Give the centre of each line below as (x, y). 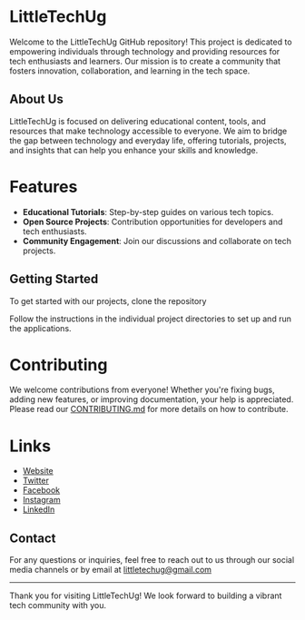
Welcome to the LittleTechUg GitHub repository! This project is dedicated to (151, 42)
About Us (36, 99)
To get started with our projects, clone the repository (108, 300)
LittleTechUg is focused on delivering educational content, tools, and (138, 121)
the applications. (40, 328)
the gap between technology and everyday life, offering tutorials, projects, (148, 140)
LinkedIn (39, 509)
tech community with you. (58, 605)
